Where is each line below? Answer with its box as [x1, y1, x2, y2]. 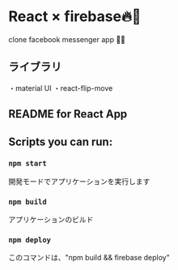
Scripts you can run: [8, 135, 113, 148]
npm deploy [8, 235, 51, 245]
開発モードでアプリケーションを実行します [8, 176, 150, 186]
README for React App [8, 107, 128, 121]
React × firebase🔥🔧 [8, 7, 142, 26]
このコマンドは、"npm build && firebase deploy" [8, 253, 170, 263]
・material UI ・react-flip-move [8, 83, 113, 92]
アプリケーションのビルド [8, 215, 94, 225]
